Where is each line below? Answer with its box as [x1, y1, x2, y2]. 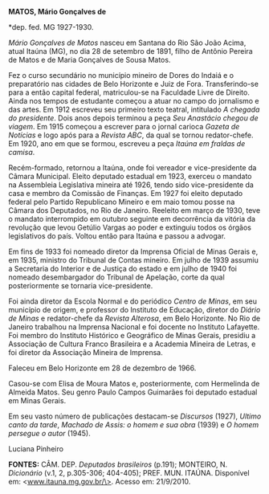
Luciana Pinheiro [8, 444, 64, 453]
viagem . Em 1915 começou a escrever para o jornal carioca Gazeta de [8, 122, 240, 131]
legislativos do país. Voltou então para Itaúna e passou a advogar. [8, 231, 226, 240]
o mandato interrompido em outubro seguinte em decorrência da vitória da [8, 214, 255, 223]
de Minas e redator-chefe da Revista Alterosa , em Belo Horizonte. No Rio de [8, 313, 261, 323]
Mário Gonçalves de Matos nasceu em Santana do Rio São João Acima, [8, 38, 247, 47]
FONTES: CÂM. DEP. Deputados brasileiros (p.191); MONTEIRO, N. [8, 459, 228, 469]
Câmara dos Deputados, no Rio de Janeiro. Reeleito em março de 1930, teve [8, 206, 261, 215]
